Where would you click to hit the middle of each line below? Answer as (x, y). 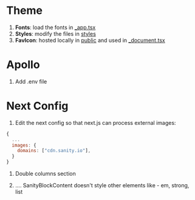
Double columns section (45, 174)
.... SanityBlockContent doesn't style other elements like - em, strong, (102, 185)
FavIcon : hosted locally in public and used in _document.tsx (90, 40)
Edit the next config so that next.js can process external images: (95, 122)
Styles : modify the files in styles (55, 33)
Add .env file (31, 81)
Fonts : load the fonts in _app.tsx (55, 27)
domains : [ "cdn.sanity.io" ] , (54, 151)
